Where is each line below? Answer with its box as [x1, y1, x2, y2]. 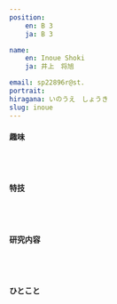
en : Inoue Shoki [25, 54, 86, 63]
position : [9, 12, 46, 22]
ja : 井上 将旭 [25, 62, 74, 71]
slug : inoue [9, 103, 53, 112]
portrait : [9, 86, 46, 95]
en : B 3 [25, 21, 53, 30]
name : [9, 45, 29, 54]
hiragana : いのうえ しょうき [9, 94, 109, 103]
